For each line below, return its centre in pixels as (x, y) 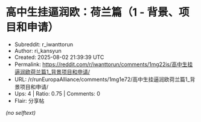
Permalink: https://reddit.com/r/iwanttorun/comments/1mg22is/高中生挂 (104, 64)
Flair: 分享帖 (29, 100)
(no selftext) (21, 112)
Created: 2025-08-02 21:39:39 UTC (59, 57)
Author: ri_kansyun (38, 50)
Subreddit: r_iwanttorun (44, 44)
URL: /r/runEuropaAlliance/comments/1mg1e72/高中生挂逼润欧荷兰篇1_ (102, 79)
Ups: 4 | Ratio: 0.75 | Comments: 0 (57, 93)
